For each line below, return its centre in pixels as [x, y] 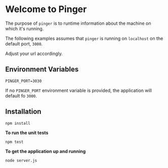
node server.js [21, 160]
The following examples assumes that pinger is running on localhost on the [84, 38]
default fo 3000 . [21, 96]
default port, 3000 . [24, 43]
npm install [18, 123]
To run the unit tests [27, 133]
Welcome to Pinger [46, 9]
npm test [14, 142]
